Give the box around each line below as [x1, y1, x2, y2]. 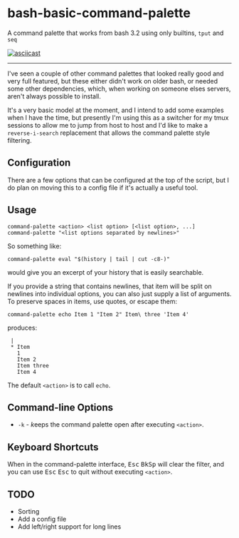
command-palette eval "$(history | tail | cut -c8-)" [7, 255, 171, 263]
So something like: [7, 241, 62, 250]
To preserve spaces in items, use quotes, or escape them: [7, 297, 178, 305]
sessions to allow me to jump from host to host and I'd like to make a [7, 121, 208, 129]
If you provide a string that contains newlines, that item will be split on [7, 282, 212, 290]
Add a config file [17, 515, 67, 523]
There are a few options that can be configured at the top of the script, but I [7, 176, 229, 184]
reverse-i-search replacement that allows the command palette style [7, 128, 211, 137]
